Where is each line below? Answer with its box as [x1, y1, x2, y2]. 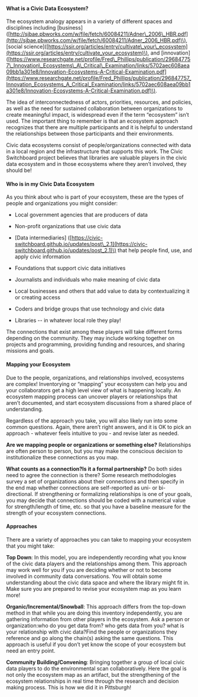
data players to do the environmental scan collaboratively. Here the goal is [6, 664, 187, 672]
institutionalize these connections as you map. [6, 453, 119, 461]
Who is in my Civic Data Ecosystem [6, 180, 95, 187]
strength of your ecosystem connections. [6, 509, 106, 516]
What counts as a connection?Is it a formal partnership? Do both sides [6, 465, 182, 472]
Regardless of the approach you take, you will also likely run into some [6, 417, 178, 424]
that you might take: [6, 542, 55, 549]
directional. [6, 490, 34, 497]
